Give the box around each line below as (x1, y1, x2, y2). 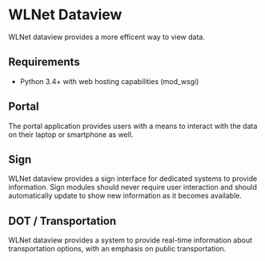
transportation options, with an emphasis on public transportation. (8, 244, 227, 254)
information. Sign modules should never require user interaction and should (8, 183, 258, 192)
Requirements (8, 55, 80, 69)
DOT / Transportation (8, 214, 117, 227)
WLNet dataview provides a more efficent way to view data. (8, 32, 206, 42)
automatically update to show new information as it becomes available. (8, 191, 243, 201)
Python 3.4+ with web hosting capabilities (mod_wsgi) (19, 76, 199, 86)
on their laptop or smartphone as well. (8, 130, 134, 139)
